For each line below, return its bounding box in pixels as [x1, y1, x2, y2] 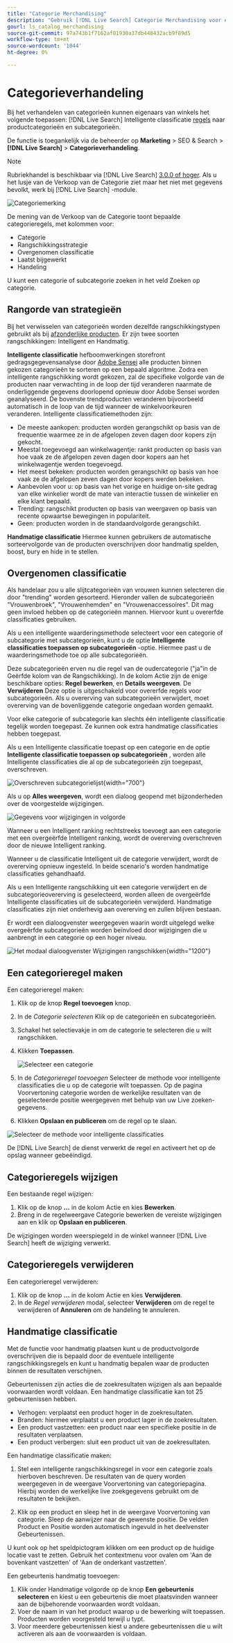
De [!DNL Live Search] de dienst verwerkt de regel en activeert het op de [7, 1144, 216, 1152]
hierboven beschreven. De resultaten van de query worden [17, 1472, 186, 1480]
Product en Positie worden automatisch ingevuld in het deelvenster [17, 1522, 209, 1530]
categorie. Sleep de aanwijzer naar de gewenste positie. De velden [17, 1515, 209, 1523]
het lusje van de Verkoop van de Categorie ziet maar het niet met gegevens [7, 178, 223, 186]
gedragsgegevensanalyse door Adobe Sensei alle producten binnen [7, 357, 202, 366]
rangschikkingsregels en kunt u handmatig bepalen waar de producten [7, 1359, 209, 1367]
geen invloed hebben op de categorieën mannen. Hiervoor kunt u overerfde [7, 608, 224, 616]
